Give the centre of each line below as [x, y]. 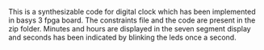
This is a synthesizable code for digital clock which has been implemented [132, 12]
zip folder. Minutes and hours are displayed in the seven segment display [130, 29]
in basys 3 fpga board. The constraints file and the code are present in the [132, 20]
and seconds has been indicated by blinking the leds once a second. [122, 37]
